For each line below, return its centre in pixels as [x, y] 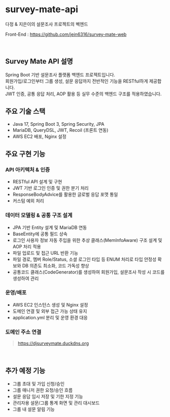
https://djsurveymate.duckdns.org [53, 343]
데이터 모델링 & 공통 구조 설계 [39, 215]
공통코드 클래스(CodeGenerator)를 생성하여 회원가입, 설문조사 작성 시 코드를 [89, 272]
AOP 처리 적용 [27, 246]
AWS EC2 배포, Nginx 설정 [40, 136]
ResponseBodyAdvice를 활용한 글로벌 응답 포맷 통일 [65, 194]
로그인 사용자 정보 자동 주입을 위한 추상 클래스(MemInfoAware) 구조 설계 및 [87, 240]
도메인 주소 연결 [23, 332]
